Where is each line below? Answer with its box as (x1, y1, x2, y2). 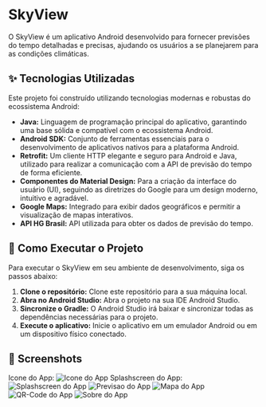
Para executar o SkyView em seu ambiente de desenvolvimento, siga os (8, 263, 244, 272)
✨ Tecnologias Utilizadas (8, 72, 135, 85)
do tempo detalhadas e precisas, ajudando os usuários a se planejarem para (8, 40, 259, 49)
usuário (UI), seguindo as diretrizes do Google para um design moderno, (19, 185, 259, 194)
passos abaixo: (8, 271, 58, 280)
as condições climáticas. (8, 49, 89, 58)
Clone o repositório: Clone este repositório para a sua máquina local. (19, 287, 248, 296)
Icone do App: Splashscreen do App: (8, 373, 183, 383)
